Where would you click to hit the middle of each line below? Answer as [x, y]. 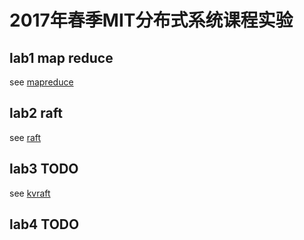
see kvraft [30, 193]
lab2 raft [36, 113]
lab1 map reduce [61, 57]
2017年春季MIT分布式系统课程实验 [151, 20]
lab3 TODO [44, 169]
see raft [25, 137]
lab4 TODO [44, 224]
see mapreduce [41, 82]
